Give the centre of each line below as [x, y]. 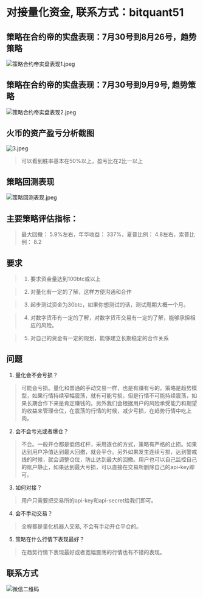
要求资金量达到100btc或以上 [65, 279]
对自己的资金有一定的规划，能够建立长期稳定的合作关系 [99, 338]
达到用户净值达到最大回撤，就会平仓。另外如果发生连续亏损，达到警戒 [109, 451]
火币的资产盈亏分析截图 [50, 134]
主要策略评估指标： [42, 219]
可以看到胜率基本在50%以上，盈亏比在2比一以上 [82, 161]
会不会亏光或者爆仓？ [42, 431]
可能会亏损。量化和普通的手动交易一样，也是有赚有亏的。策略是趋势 [106, 388]
